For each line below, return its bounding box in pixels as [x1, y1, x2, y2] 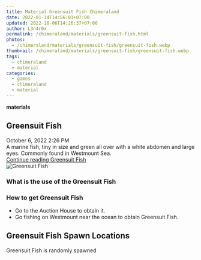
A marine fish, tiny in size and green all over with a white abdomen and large [6, 143, 195, 150]
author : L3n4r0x [6, 25, 47, 32]
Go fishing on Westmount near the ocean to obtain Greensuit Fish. [14, 213, 179, 220]
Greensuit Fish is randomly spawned [6, 247, 97, 254]
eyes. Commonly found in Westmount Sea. [6, 150, 112, 157]
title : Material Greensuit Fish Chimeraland [6, 8, 119, 15]
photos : [6, 37, 26, 43]
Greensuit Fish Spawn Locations [6, 231, 130, 241]
